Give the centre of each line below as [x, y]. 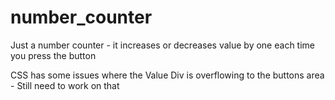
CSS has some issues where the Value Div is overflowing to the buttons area [167, 75]
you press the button [53, 55]
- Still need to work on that [65, 85]
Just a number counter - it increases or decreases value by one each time [162, 45]
